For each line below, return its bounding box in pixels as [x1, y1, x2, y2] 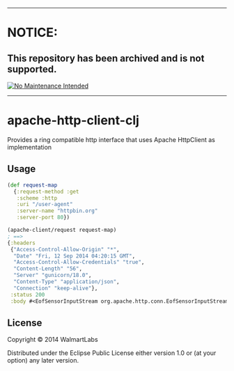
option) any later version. [7, 356, 79, 365]
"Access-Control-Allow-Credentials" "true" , [13, 259, 145, 266]
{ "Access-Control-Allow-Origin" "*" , [10, 246, 120, 253]
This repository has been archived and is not [7, 52, 205, 64]
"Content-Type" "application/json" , [13, 278, 120, 285]
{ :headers [7, 239, 36, 246]
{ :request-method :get [13, 188, 79, 195]
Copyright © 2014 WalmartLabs [7, 336, 99, 344]
